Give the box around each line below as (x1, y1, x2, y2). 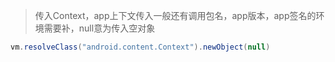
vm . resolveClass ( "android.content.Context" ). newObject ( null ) (10, 42, 271, 52)
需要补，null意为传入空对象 (43, 22, 156, 34)
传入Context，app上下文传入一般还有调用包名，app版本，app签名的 (34, 10, 317, 21)
